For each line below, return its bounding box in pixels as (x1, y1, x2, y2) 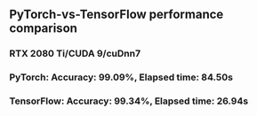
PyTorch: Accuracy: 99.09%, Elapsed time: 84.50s (9, 71, 234, 83)
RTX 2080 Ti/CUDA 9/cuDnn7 (9, 48, 141, 60)
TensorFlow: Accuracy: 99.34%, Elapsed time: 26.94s (9, 95, 249, 107)
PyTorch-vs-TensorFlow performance (9, 7, 224, 22)
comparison (9, 21, 78, 36)
